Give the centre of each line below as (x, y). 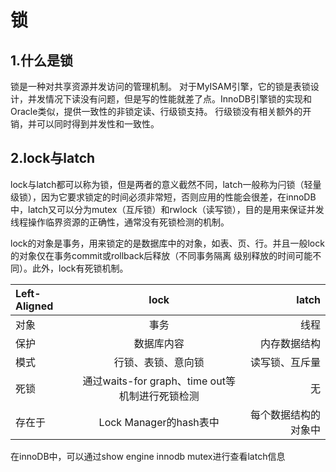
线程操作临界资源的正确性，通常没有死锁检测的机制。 (120, 222)
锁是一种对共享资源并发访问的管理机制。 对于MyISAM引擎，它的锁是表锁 (160, 86)
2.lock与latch (53, 158)
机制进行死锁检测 (159, 396)
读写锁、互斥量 (285, 362)
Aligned (34, 306)
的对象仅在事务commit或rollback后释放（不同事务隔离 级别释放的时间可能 (161, 255)
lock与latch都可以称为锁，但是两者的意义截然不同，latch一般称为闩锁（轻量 (166, 184)
